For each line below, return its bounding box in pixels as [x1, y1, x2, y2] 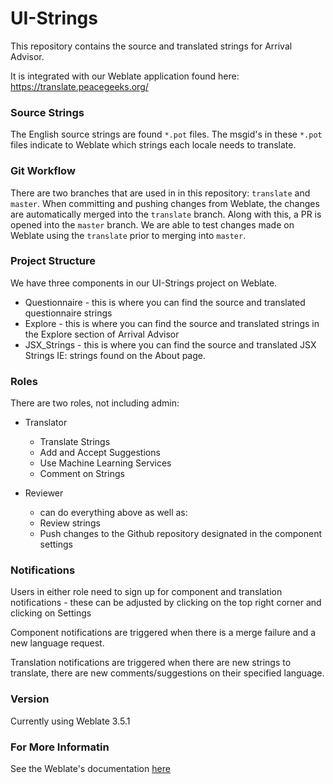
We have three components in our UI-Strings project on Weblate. [10, 277, 278, 289]
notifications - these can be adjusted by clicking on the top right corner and [10, 597, 322, 609]
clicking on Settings [10, 607, 92, 619]
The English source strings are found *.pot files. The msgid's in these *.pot [10, 128, 323, 141]
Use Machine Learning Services [39, 457, 172, 469]
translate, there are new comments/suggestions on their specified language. [10, 667, 325, 679]
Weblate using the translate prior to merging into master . [10, 229, 247, 241]
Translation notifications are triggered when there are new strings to [10, 657, 292, 669]
